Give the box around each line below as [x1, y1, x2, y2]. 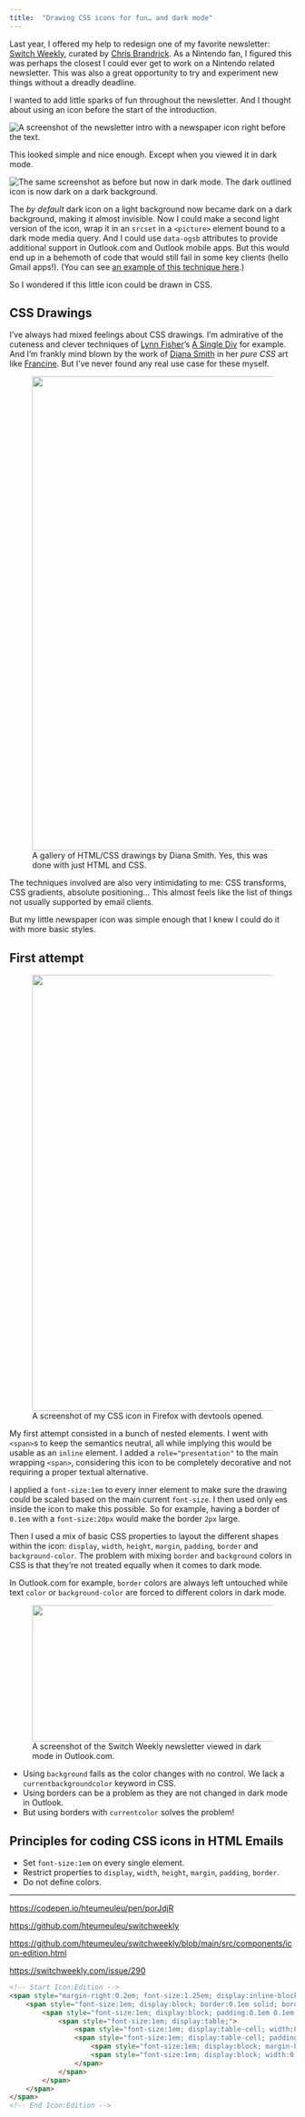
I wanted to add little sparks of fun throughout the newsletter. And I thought [9, 94, 292, 105]
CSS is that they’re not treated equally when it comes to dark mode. [9, 1560, 262, 1571]
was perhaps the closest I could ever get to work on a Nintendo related [9, 57, 275, 68]
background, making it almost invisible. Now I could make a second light [9, 213, 280, 224]
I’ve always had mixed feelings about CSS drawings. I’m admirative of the [9, 329, 284, 341]
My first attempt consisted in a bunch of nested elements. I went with [9, 1428, 269, 1439]
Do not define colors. [22, 1877, 102, 1888]
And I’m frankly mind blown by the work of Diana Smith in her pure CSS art [9, 349, 289, 360]
